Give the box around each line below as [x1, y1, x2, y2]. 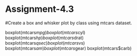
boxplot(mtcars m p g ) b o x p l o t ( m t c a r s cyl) [5, 29, 86, 35]
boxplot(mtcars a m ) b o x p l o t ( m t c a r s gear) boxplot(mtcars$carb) [5, 45, 132, 51]
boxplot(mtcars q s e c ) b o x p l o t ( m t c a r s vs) [5, 40, 85, 46]
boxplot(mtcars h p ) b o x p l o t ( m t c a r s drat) [5, 35, 84, 41]
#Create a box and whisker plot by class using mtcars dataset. [5, 20, 132, 26]
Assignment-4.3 [5, 3, 74, 15]
